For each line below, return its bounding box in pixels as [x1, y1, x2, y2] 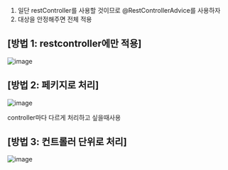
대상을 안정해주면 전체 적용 [17, 15, 92, 23]
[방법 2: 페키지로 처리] [7, 79, 99, 91]
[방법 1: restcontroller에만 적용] [7, 38, 142, 50]
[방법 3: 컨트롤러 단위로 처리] [7, 136, 127, 148]
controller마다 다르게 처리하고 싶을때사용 [7, 113, 121, 122]
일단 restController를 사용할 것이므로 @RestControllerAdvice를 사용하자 [17, 6, 221, 14]
